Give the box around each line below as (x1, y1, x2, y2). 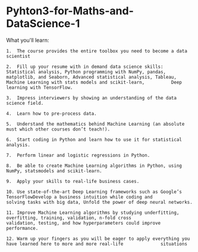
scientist (6, 53, 31, 59)
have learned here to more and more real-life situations (6, 241, 187, 247)
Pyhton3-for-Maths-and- (6, 4, 134, 18)
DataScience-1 (6, 17, 80, 30)
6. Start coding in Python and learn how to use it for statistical (6, 136, 183, 142)
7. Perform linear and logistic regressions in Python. (6, 152, 150, 158)
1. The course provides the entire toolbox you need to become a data (6, 48, 187, 54)
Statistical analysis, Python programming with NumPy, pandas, (6, 69, 166, 75)
